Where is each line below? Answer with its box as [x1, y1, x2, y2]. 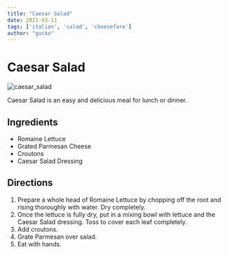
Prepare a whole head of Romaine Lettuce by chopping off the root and [17, 196, 221, 204]
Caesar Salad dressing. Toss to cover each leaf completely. [17, 217, 187, 226]
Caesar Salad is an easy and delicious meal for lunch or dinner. [7, 96, 187, 104]
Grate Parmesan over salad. [17, 232, 97, 241]
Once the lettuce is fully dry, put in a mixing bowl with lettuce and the [17, 210, 216, 219]
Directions [7, 177, 53, 189]
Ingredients [7, 116, 58, 128]
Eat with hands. [17, 239, 62, 248]
